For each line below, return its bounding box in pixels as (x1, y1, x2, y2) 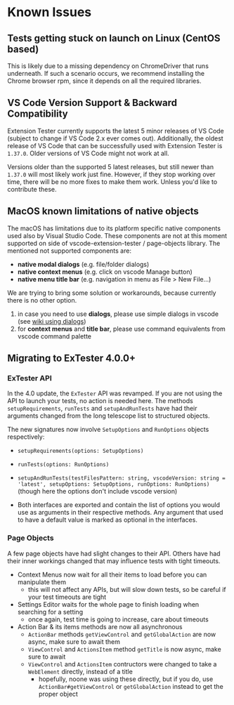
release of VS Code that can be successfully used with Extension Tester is (7, 141, 223, 150)
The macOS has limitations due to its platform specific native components (7, 224, 221, 232)
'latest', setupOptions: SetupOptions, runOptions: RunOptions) (17, 481, 210, 488)
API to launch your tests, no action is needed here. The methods (7, 397, 193, 405)
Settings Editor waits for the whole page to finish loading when (17, 600, 200, 608)
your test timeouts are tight (27, 593, 107, 601)
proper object (38, 690, 79, 698)
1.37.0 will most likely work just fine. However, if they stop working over (7, 170, 216, 178)
